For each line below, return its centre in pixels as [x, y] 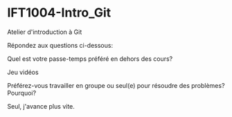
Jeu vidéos [23, 72]
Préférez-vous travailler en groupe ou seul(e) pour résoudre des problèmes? [116, 85]
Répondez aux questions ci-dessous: [60, 45]
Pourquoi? [22, 93]
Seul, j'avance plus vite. [41, 106]
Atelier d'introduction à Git [45, 32]
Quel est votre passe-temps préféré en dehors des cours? [90, 58]
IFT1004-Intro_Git [59, 13]
